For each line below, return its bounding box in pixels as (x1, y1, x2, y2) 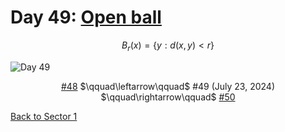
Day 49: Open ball (10, 6, 162, 29)
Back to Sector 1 (10, 110, 78, 122)
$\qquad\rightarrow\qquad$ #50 (100, 91, 236, 103)
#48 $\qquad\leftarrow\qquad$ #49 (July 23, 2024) (60, 80, 275, 92)
